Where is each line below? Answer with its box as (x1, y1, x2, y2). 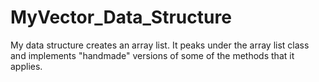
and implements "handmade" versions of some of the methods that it (10, 49, 295, 61)
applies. (10, 60, 43, 72)
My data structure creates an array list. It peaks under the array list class (10, 39, 310, 51)
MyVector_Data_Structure (10, 6, 232, 29)
